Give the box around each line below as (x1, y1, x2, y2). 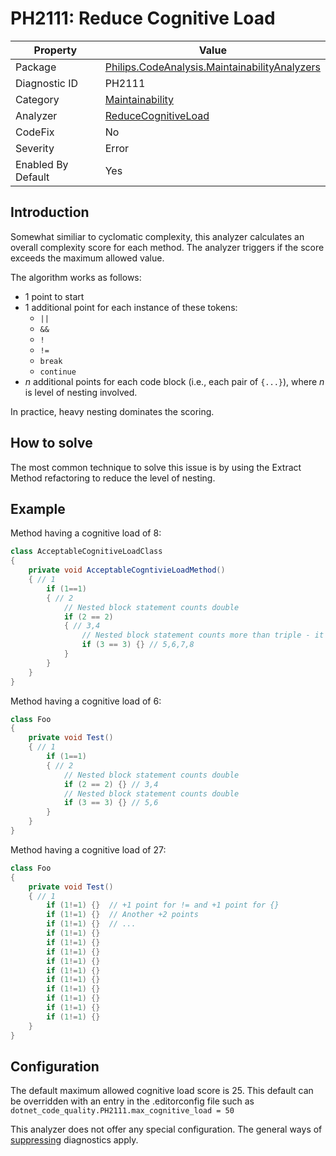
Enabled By (15, 157, 69, 171)
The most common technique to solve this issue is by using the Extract (10, 461, 302, 473)
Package (15, 60, 57, 74)
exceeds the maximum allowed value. (10, 252, 165, 264)
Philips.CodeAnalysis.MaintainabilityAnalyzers (104, 60, 321, 74)
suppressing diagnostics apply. (10, 1134, 139, 1146)
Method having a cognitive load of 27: (10, 843, 167, 856)
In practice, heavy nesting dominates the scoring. (10, 405, 215, 417)
